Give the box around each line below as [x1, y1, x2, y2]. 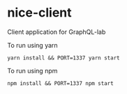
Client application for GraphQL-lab [7, 28, 106, 36]
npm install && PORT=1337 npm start [7, 79, 114, 87]
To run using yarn [7, 41, 58, 49]
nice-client [7, 5, 72, 21]
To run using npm [7, 66, 58, 75]
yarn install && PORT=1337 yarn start [7, 54, 120, 62]
